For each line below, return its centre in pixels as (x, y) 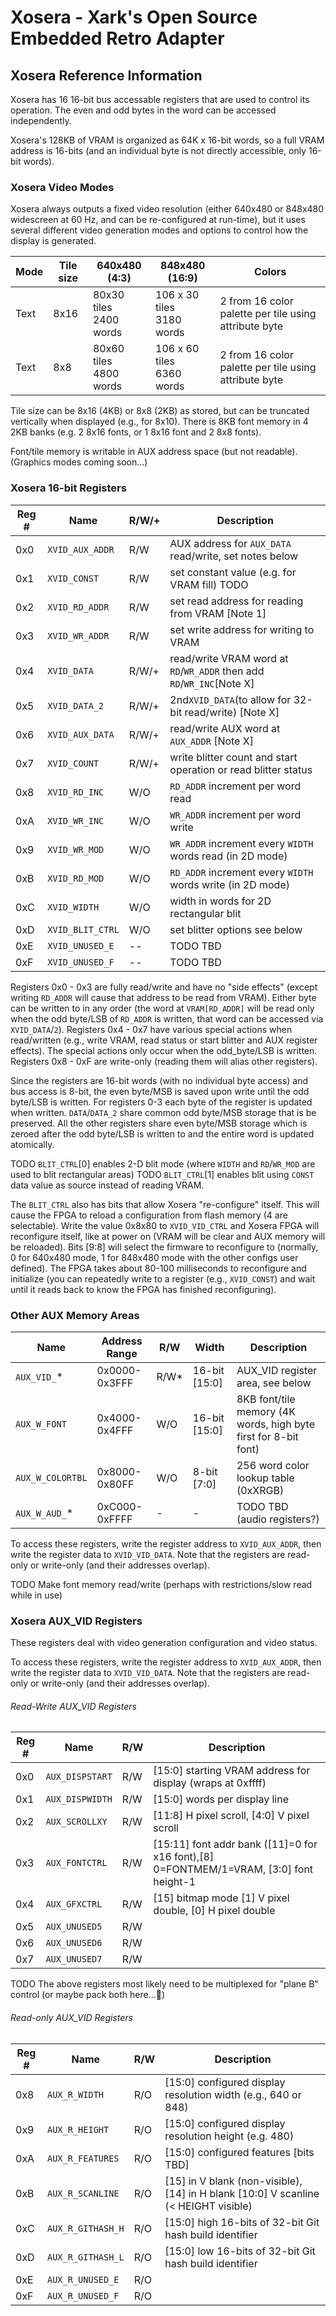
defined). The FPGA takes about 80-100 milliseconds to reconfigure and (158, 1268)
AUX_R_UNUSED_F (83, 2295)
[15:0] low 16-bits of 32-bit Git (240, 2251)
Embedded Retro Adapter (117, 38)
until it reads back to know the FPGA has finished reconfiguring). (143, 1289)
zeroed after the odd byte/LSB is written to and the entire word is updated (162, 1133)
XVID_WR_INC (76, 820)
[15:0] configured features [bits (239, 2152)
